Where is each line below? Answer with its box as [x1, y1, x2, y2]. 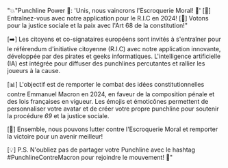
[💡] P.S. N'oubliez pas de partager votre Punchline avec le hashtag [7, 145, 196, 154]
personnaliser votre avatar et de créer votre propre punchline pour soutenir [7, 104, 219, 113]
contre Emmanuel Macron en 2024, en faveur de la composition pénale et [7, 90, 215, 98]
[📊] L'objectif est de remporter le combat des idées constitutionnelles [7, 81, 205, 88]
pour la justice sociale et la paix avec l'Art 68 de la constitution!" [7, 21, 188, 29]
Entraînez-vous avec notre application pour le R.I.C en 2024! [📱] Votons [7, 14, 209, 22]
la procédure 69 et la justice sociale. [7, 112, 110, 120]
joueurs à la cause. [7, 67, 60, 74]
